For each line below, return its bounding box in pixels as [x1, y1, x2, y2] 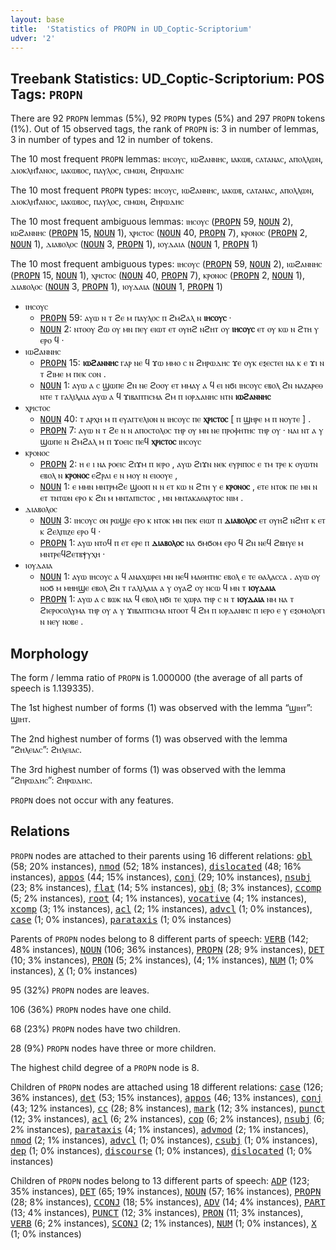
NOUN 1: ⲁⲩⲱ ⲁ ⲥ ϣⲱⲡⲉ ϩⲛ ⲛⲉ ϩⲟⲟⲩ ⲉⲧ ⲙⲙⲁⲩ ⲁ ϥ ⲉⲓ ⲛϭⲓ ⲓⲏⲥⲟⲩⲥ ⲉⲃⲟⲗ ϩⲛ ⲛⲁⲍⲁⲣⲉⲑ [39, 379, 324, 391]
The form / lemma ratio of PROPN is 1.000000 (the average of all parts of [10, 672, 303, 683]
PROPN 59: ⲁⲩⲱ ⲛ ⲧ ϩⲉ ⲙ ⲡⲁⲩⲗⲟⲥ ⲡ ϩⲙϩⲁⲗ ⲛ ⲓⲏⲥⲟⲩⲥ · [39, 312, 232, 324]
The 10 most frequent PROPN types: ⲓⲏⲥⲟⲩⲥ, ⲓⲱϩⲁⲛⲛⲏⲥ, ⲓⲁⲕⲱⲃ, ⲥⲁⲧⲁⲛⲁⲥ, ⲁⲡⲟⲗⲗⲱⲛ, [10, 184, 315, 196]
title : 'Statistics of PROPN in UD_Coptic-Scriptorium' [10, 24, 253, 34]
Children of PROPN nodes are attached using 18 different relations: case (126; [10, 1081, 324, 1093]
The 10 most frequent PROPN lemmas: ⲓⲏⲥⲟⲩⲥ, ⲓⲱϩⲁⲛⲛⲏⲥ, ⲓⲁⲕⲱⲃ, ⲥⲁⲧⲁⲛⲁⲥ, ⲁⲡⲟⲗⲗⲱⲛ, [10, 153, 324, 165]
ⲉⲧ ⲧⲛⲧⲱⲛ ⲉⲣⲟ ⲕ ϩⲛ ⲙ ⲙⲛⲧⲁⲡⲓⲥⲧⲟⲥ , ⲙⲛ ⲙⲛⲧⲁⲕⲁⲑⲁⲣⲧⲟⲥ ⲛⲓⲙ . [39, 492, 244, 504]
